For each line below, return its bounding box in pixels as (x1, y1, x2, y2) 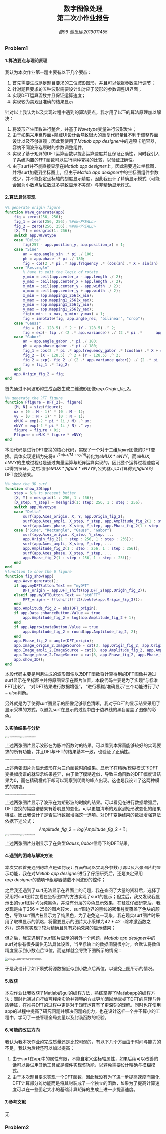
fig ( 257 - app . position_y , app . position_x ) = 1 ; (23, 242, 125, 247)
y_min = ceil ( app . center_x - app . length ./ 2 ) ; (23, 274, 123, 279)
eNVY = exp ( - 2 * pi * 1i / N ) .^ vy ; (14, 423, 92, 428)
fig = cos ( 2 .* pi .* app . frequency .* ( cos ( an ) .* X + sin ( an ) (23, 261, 158, 266)
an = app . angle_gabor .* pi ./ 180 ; (23, 339, 98, 344)
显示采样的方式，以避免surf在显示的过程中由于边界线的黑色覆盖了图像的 (5, 706, 152, 712)
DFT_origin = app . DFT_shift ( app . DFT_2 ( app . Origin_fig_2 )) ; (23, 588, 147, 593)
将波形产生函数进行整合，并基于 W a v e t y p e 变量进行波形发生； (12, 126, 137, 132)
